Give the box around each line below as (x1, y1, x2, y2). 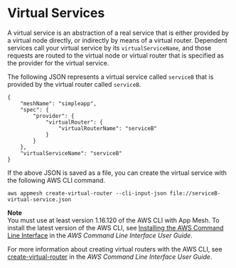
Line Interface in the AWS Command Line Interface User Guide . (7, 231, 193, 240)
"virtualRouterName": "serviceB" (58, 124, 158, 132)
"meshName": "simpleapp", (20, 100, 97, 107)
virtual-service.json (7, 195, 72, 203)
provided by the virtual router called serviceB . (7, 80, 141, 88)
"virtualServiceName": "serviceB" (20, 149, 122, 157)
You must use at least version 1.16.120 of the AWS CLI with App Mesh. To (7, 215, 220, 225)
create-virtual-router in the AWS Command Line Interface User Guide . (7, 252, 213, 261)
